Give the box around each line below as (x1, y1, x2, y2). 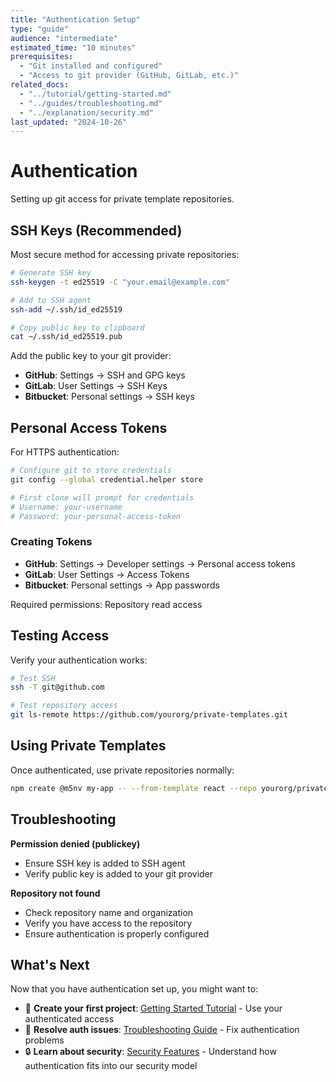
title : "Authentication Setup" (10, 14, 141, 25)
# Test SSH (10, 673, 56, 683)
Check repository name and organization (24, 906, 194, 918)
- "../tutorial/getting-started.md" (19, 89, 172, 99)
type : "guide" (10, 24, 70, 34)
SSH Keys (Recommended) (10, 222, 183, 239)
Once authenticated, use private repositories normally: (10, 764, 235, 776)
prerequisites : (10, 52, 74, 62)
